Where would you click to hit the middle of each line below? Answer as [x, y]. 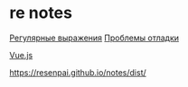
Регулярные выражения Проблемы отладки [94, 38]
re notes [41, 13]
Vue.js [21, 55]
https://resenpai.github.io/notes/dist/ [78, 72]
